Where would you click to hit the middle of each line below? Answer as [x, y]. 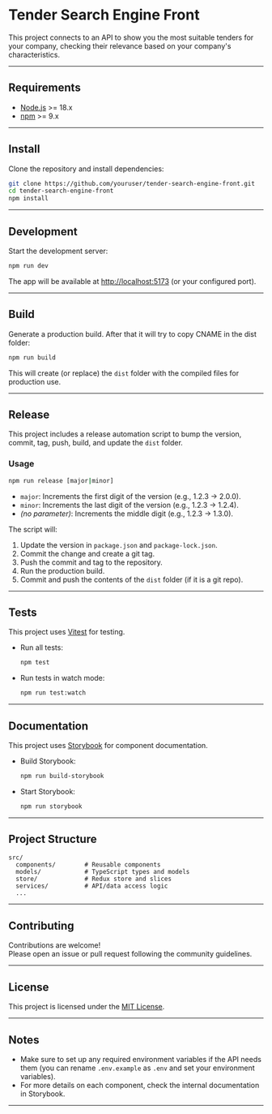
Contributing [41, 925]
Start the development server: [58, 251]
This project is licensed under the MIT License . [87, 1007]
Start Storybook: [47, 791]
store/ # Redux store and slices [94, 879]
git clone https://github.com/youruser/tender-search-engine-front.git [132, 183]
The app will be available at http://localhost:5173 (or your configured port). [132, 281]
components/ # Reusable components [88, 865]
